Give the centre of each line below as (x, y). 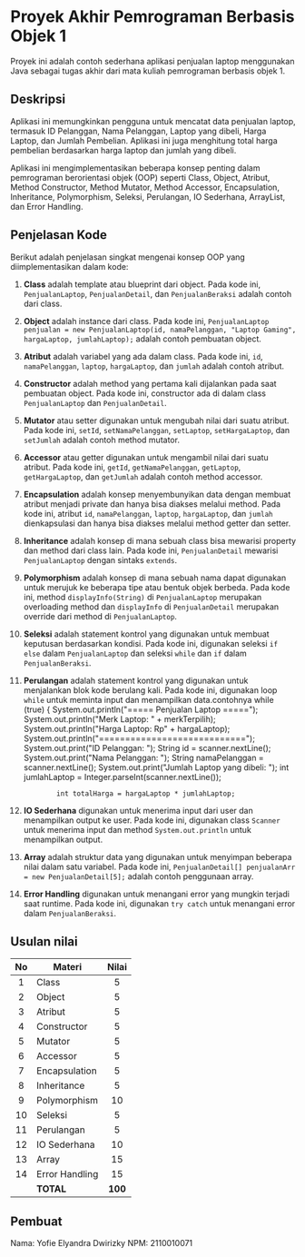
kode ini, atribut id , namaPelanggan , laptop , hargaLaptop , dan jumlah (148, 513)
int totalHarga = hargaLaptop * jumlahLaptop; (146, 793)
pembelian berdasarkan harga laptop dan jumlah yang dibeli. (123, 150)
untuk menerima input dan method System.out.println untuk (138, 829)
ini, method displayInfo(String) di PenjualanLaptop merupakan (143, 597)
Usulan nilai (44, 941)
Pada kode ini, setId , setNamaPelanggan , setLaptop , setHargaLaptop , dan (157, 430)
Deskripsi (38, 99)
